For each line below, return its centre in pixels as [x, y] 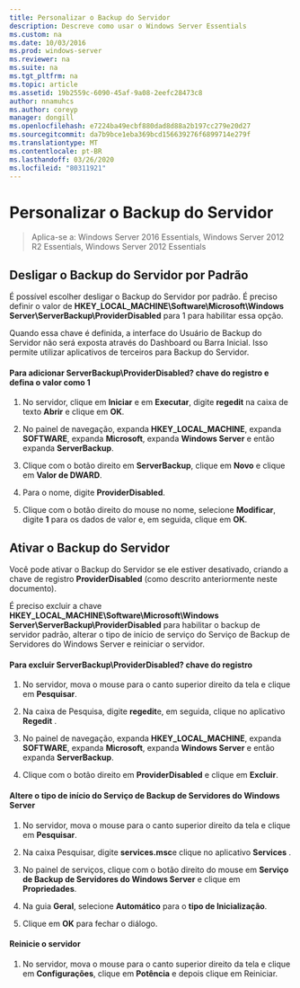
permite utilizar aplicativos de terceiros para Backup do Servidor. [129, 352]
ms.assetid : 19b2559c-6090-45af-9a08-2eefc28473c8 [106, 93]
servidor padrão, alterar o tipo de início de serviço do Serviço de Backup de [150, 635]
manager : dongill [42, 118]
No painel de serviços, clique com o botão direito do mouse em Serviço [155, 869]
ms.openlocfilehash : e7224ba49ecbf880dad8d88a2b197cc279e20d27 [130, 127]
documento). [33, 588]
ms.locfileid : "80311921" [57, 168]
